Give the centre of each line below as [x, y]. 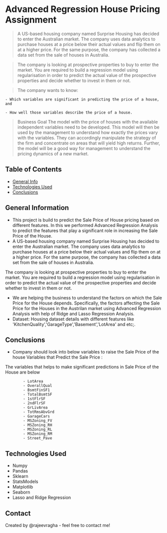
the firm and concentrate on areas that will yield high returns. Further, [89, 143]
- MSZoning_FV [38, 421]
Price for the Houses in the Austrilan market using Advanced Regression [86, 308]
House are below [23, 372]
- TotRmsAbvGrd [39, 412]
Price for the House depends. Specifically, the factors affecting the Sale [86, 303]
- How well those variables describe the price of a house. [69, 112]
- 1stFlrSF [34, 399]
